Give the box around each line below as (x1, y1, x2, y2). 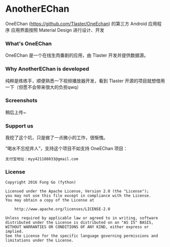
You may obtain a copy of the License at (5, 197, 95, 203)
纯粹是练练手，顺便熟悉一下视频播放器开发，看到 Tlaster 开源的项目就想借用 (5, 78, 165, 84)
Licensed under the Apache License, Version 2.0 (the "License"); (5, 189, 149, 194)
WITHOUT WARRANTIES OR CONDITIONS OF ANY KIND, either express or (5, 225, 149, 230)
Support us (5, 122, 34, 129)
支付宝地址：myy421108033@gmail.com (5, 157, 78, 162)
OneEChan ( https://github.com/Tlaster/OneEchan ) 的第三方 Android (5, 20, 148, 27)
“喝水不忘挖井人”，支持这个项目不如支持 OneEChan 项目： (5, 145, 128, 152)
